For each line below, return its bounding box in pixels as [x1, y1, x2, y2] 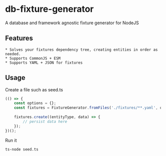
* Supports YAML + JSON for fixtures [5, 60, 83, 65]
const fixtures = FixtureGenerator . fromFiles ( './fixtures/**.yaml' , [14, 105, 158, 111]
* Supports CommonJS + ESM [5, 56, 61, 61]
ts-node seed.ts [5, 147, 39, 152]
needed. [5, 51, 21, 56]
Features [5, 34, 33, 42]
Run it [5, 137, 17, 143]
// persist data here [23, 119, 68, 124]
